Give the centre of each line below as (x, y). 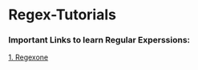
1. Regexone (28, 57)
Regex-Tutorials (62, 15)
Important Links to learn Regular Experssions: (99, 40)
